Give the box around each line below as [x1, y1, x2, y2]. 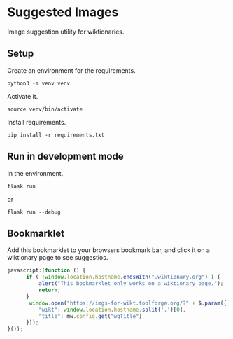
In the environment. [7, 169, 64, 177]
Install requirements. [7, 118, 66, 126]
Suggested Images [7, 4, 119, 20]
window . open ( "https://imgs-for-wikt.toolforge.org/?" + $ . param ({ [29, 299, 227, 307]
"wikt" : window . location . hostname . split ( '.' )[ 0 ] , [38, 306, 187, 313]
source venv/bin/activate [7, 106, 83, 113]
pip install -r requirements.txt [7, 131, 105, 139]
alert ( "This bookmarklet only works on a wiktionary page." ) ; [38, 280, 224, 287]
